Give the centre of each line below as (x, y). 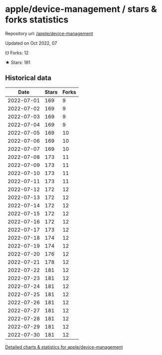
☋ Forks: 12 (17, 53)
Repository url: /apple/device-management (49, 33)
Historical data (28, 78)
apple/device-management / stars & (81, 9)
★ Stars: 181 (18, 62)
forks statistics (37, 20)
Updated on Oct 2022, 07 (31, 43)
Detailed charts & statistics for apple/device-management (64, 347)
